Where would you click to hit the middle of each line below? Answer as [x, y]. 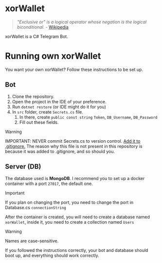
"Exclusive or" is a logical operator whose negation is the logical [82, 22]
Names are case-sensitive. [32, 241]
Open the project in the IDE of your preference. [59, 101]
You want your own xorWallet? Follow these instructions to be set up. [74, 69]
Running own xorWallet [53, 56]
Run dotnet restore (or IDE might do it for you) [59, 107]
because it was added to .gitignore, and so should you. [60, 151]
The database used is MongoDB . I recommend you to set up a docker [75, 178]
